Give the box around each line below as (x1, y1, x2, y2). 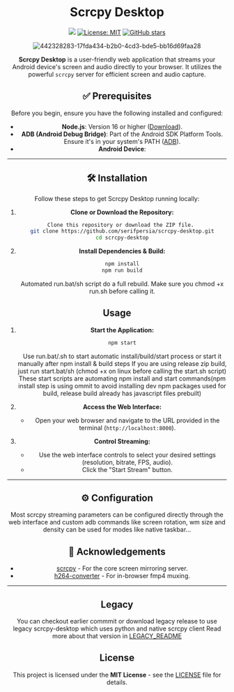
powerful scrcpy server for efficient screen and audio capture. (27, 70, 207, 78)
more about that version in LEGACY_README (52, 632, 182, 640)
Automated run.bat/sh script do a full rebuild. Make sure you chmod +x (20, 279, 224, 288)
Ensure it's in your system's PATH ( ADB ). (63, 137, 181, 145)
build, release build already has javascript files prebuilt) (42, 389, 202, 397)
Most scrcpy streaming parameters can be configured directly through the (10, 510, 224, 519)
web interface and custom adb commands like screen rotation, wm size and (8, 518, 226, 527)
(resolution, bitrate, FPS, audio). (81, 458, 173, 466)
